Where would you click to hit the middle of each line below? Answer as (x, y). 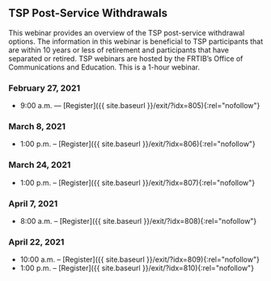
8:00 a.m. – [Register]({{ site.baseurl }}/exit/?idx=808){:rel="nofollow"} (138, 221)
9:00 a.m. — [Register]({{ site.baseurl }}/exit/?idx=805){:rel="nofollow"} (140, 106)
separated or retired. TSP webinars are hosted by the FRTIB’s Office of (126, 58)
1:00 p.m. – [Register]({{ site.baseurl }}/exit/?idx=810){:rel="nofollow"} (137, 268)
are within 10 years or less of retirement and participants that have (119, 50)
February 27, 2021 (44, 88)
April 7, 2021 (33, 203)
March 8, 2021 (37, 127)
